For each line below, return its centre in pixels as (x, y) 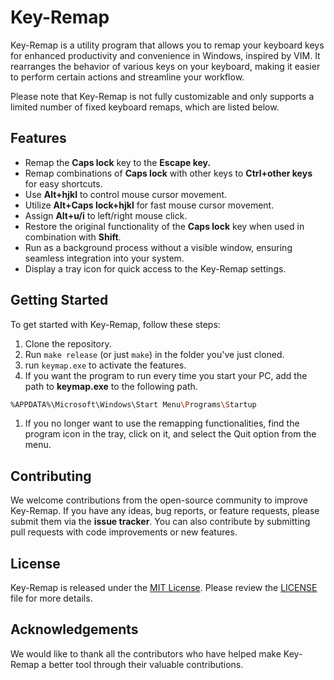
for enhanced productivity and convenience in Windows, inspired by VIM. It (165, 55)
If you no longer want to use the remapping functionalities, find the (162, 423)
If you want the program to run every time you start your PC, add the (166, 375)
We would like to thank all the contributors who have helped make (146, 653)
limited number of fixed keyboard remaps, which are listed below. (145, 107)
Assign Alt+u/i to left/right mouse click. (106, 215)
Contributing (51, 476)
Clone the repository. (68, 343)
